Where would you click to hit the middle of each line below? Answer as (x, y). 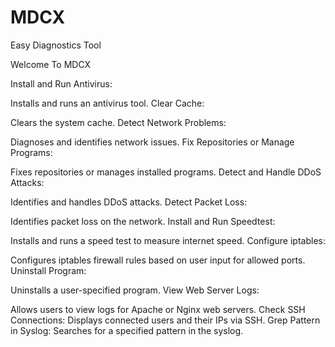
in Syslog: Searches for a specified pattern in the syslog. (127, 330)
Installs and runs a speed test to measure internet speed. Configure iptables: (168, 240)
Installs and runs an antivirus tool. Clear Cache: (107, 103)
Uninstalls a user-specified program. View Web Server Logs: (135, 290)
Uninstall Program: (48, 270)
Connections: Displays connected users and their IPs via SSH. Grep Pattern (165, 320)
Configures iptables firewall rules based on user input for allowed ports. (158, 260)
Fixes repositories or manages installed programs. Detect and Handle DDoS (166, 172)
